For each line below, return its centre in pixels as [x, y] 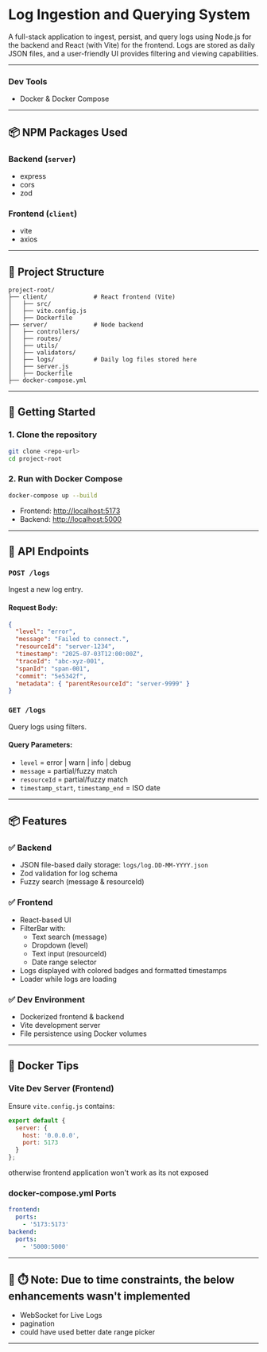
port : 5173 [41, 1143]
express [33, 176]
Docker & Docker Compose [64, 99]
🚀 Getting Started [52, 412]
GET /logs [27, 710]
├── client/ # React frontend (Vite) [92, 297]
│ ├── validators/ [43, 353]
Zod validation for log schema [68, 873]
